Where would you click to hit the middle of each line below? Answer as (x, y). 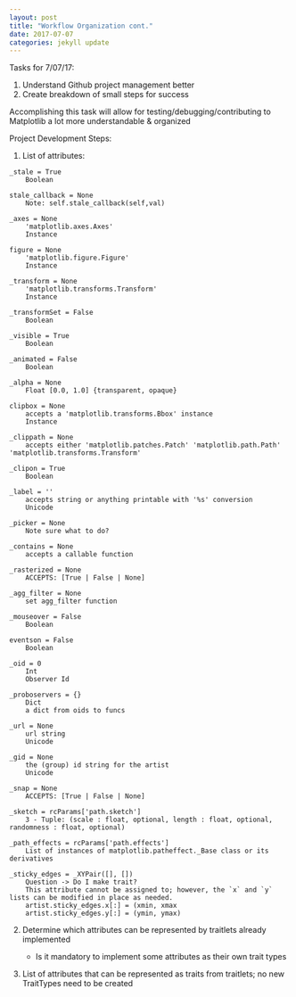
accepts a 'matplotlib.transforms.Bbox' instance (119, 414)
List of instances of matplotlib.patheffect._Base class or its (147, 851)
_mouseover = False (45, 617)
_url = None (31, 726)
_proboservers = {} (45, 695)
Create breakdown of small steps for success (105, 95)
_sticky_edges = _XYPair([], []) (71, 875)
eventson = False (41, 640)
